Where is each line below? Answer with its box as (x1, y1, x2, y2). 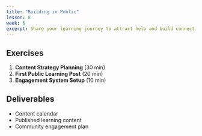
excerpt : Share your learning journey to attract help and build (6, 25, 173, 32)
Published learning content (14, 116, 82, 123)
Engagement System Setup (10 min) (14, 76, 106, 84)
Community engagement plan (14, 123, 89, 130)
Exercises (6, 48, 44, 58)
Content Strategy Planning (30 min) (14, 64, 106, 71)
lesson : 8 (6, 14, 31, 20)
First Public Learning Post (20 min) (14, 70, 103, 78)
